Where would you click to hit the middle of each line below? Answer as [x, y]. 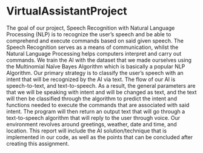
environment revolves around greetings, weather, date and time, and [92, 124]
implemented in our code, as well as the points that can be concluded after [100, 137]
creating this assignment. [38, 143]
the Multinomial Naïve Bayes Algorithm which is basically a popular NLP [96, 66]
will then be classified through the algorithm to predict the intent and [92, 99]
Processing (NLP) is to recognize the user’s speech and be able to [89, 34]
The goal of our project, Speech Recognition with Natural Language [91, 28]
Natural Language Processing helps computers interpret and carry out [94, 53]
